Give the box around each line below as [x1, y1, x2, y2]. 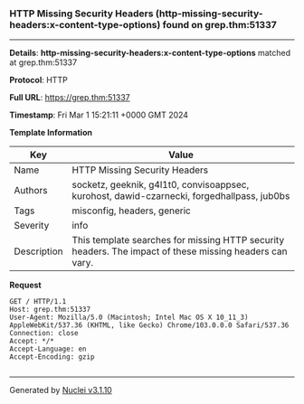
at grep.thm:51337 [9, 57, 78, 68]
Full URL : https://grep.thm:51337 [9, 92, 131, 103]
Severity [14, 220, 50, 232]
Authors [14, 184, 48, 197]
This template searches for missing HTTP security [71, 234, 285, 247]
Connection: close [9, 329, 79, 338]
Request [9, 279, 43, 291]
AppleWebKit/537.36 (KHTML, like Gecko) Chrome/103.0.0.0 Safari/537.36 [9, 321, 290, 330]
